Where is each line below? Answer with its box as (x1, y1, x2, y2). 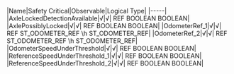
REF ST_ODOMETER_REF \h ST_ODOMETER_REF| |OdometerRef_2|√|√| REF (6, 29, 228, 37)
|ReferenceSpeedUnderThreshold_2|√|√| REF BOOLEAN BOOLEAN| (6, 59, 204, 67)
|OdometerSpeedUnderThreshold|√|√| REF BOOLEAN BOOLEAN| (6, 44, 196, 52)
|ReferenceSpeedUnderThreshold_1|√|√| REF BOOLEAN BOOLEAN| (6, 51, 202, 60)
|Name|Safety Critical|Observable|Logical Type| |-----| (6, 7, 167, 15)
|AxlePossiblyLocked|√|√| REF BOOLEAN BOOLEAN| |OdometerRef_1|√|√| (6, 22, 222, 30)
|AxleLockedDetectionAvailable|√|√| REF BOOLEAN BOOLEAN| (6, 14, 190, 23)
